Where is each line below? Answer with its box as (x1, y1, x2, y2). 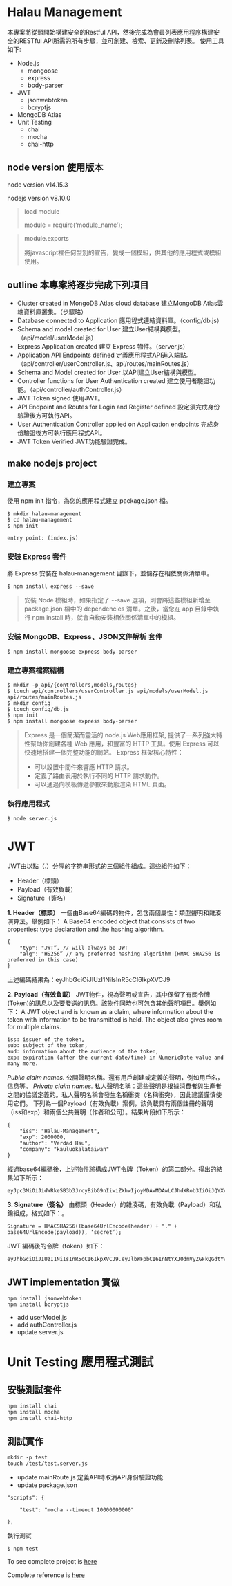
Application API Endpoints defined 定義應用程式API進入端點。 (17, 351, 193, 359)
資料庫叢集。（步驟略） (23, 307, 88, 315)
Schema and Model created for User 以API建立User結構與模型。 (17, 368, 200, 376)
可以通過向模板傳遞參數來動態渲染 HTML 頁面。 (34, 780, 171, 789)
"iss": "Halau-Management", (19, 1128, 100, 1135)
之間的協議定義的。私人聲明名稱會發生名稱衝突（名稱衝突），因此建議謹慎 (7, 1091, 216, 1099)
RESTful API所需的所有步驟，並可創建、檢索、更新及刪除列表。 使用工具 (19, 36, 224, 45)
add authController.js (17, 1320, 77, 1329)
